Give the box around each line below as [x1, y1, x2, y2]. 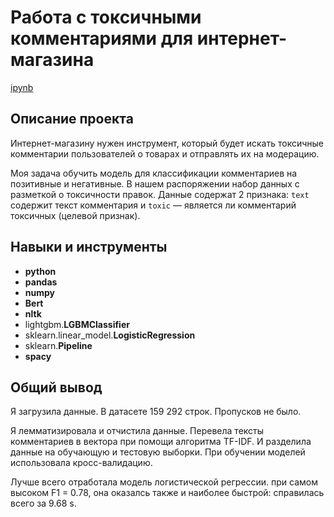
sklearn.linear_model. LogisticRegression [24, 329, 196, 341]
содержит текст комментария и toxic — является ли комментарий [10, 199, 297, 211]
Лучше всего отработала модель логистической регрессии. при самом [10, 476, 319, 488]
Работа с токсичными [10, 6, 202, 29]
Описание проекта [10, 111, 134, 128]
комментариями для [10, 27, 194, 50]
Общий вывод [10, 379, 103, 396]
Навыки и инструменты [10, 239, 168, 256]
